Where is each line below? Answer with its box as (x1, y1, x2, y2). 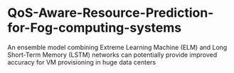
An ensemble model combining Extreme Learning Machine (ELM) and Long (7, 43, 228, 51)
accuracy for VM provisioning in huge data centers (7, 58, 156, 66)
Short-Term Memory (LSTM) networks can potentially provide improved (7, 51, 218, 59)
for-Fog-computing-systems (7, 20, 182, 36)
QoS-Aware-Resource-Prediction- (7, 5, 214, 21)
